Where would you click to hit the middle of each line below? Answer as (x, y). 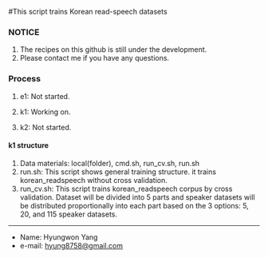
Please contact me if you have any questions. (95, 58)
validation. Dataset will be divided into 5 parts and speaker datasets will (137, 197)
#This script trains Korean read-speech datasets (88, 12)
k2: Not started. (45, 127)
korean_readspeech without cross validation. (93, 180)
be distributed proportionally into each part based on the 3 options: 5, (134, 205)
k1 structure (29, 145)
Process (25, 79)
